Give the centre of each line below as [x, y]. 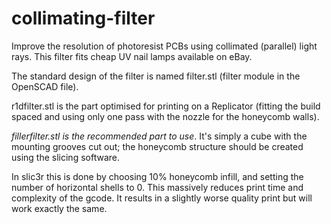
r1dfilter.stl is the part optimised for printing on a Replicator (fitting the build [166, 106]
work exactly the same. [59, 208]
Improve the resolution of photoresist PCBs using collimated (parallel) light [164, 46]
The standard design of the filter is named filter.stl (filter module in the [156, 76]
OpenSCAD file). [45, 86]
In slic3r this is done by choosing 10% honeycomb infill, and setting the [157, 176]
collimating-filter [83, 18]
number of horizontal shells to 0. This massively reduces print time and [157, 187]
